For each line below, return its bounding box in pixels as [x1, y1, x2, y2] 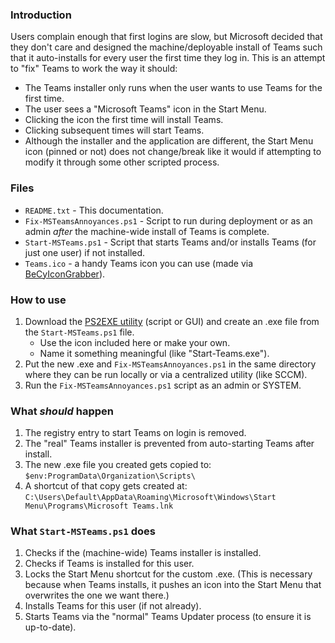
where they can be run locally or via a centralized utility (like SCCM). [24, 368, 308, 380]
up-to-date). [24, 621, 77, 633]
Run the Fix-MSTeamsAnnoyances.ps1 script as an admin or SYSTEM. [24, 379, 302, 391]
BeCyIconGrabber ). [24, 268, 106, 280]
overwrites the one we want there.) [24, 589, 170, 602]
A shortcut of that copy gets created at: [24, 480, 188, 492]
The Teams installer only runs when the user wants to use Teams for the [24, 82, 323, 94]
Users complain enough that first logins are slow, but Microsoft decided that [10, 31, 323, 43]
